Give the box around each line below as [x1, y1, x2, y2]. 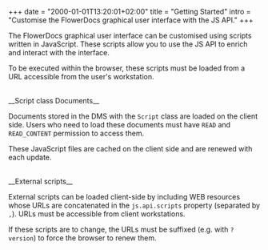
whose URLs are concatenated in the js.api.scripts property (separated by [8, 200, 261, 210]
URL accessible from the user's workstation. [8, 72, 154, 81]
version [8, 235, 34, 243]
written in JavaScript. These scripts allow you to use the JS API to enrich [8, 39, 248, 49]
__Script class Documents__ [8, 96, 100, 105]
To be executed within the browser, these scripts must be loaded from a [8, 63, 246, 73]
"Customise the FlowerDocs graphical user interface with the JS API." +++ [8, 15, 254, 25]
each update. [8, 152, 52, 162]
